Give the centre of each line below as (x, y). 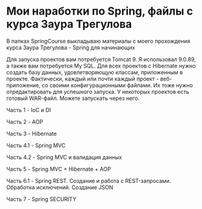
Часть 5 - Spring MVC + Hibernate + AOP (59, 169)
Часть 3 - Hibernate (31, 133)
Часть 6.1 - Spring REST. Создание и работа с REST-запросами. (89, 180)
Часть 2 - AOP (25, 122)
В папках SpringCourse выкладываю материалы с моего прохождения (98, 41)
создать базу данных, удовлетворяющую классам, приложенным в (95, 72)
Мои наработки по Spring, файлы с (100, 11)
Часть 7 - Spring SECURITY (41, 199)
